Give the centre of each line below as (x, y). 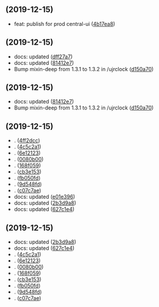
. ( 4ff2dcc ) (27, 141)
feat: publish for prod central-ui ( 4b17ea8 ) (65, 24)
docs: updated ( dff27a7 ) (43, 56)
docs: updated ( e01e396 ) (45, 197)
